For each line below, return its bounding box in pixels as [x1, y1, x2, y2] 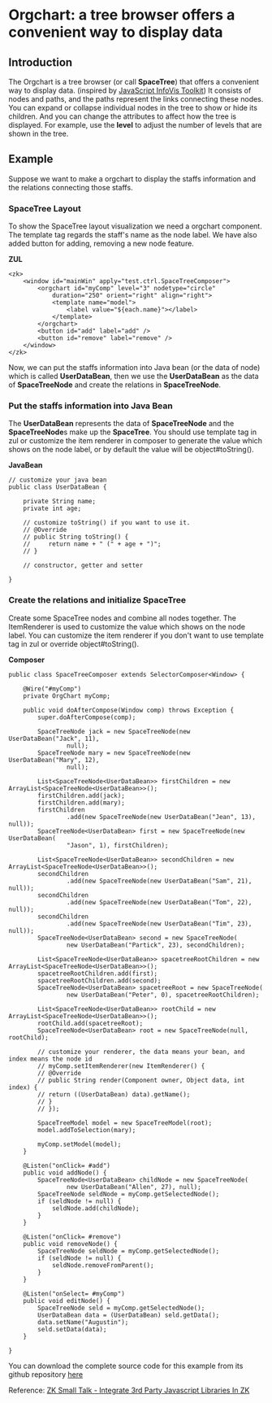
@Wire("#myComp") [23, 685, 82, 693]
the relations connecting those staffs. [8, 182, 133, 192]
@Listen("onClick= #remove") [23, 1232, 122, 1241]
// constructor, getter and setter [23, 561, 144, 570]
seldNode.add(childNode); [51, 1204, 140, 1213]
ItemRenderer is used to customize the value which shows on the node [8, 621, 246, 631]
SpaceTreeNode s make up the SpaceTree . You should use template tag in [8, 427, 257, 437]
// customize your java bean [8, 476, 107, 485]
